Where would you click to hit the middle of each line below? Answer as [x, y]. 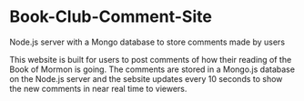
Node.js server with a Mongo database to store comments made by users [147, 42]
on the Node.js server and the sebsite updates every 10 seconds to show [146, 78]
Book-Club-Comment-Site [111, 17]
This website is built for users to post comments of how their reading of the [151, 59]
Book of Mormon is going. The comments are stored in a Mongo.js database [152, 69]
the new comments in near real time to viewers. [98, 88]
